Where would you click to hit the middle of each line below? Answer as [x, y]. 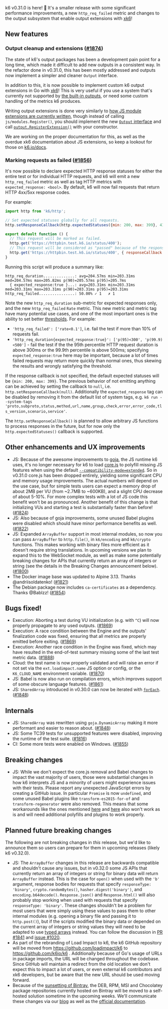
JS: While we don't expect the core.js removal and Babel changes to [83, 772]
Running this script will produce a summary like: [54, 267]
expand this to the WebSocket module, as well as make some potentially [87, 555]
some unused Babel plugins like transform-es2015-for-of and [76, 799]
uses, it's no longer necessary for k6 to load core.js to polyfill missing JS [87, 464]
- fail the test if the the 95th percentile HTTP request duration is [93, 345]
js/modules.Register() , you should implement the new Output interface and [83, 121]
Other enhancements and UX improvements [75, 447]
